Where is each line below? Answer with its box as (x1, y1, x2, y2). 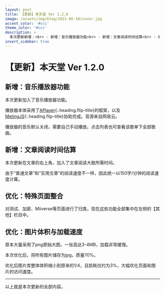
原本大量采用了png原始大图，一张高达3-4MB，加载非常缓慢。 (5, 241, 131, 248)
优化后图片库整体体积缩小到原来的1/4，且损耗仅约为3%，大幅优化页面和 (5, 263, 152, 268)
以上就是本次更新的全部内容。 (5, 284, 65, 290)
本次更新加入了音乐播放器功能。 (5, 97, 70, 103)
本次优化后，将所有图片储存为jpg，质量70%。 (5, 252, 98, 258)
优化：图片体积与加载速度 (5, 228, 82, 236)
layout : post (5, 7, 32, 12)
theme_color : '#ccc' (5, 26, 48, 30)
